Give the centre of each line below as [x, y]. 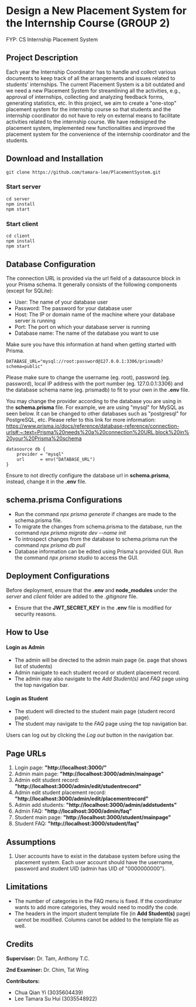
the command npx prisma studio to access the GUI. [76, 558]
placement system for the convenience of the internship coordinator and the [98, 134]
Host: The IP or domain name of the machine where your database [95, 314]
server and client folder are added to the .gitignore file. [72, 596]
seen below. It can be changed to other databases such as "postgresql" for [97, 413]
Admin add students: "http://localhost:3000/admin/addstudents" [96, 805]
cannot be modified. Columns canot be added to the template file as [97, 919]
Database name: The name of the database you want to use [87, 333]
